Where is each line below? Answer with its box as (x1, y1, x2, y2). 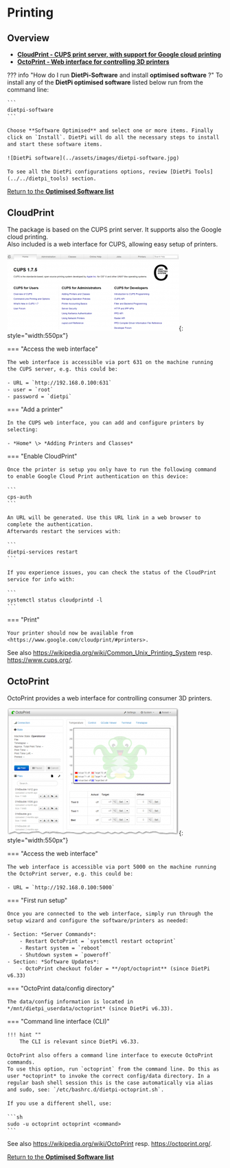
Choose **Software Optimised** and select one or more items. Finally (7, 127, 214, 134)
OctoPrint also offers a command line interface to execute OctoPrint (7, 1052, 214, 1059)
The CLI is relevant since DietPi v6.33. (19, 1038, 139, 1045)
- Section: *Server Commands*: (7, 930, 97, 938)
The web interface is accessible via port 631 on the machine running (7, 358, 214, 365)
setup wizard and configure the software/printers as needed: (7, 917, 189, 924)
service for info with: (7, 575, 76, 583)
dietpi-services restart (7, 548, 78, 556)
